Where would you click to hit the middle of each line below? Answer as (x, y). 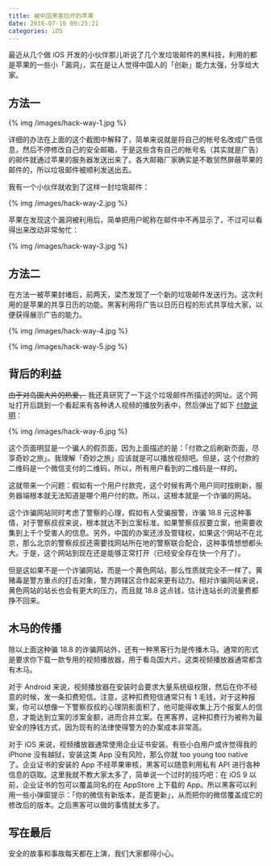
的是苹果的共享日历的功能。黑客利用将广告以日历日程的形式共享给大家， (135, 305)
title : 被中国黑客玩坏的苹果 (51, 16)
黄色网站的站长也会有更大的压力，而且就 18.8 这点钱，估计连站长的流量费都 (134, 590)
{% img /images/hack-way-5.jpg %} (68, 347)
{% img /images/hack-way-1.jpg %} (67, 123)
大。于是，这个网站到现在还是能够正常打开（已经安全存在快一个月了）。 (127, 553)
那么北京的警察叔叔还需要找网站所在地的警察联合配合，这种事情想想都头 (142, 543)
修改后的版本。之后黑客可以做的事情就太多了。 (86, 805)
